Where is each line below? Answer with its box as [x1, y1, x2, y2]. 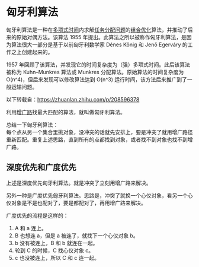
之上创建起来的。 [11, 48, 53, 55]
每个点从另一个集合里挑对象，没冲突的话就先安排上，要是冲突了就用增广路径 [6, 128, 193, 135]
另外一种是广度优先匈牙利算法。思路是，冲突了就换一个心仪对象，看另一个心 [6, 192, 193, 199]
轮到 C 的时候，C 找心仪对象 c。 [14, 247, 94, 254]
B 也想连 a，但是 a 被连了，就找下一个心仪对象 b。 [14, 232, 139, 239]
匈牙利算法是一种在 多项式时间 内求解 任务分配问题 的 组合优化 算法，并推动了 [6, 26, 188, 33]
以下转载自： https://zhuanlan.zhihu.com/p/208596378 [6, 96, 140, 103]
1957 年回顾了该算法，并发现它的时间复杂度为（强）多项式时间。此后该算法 [6, 61, 191, 68]
